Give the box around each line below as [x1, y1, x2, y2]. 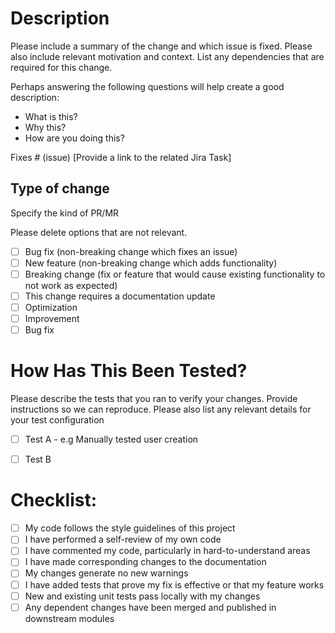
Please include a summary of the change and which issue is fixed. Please [10, 40, 313, 52]
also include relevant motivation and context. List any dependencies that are [10, 50, 325, 62]
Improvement [24, 313, 80, 325]
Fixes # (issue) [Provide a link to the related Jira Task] [10, 151, 232, 163]
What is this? [24, 110, 78, 122]
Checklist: [10, 489, 98, 512]
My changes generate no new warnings [24, 567, 189, 579]
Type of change [10, 180, 110, 197]
